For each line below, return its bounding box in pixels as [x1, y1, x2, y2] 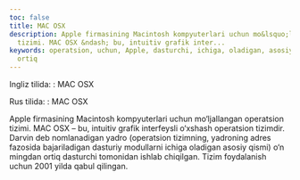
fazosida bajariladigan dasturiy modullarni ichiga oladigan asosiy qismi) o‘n [9, 142, 285, 152]
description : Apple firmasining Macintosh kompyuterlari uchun [9, 29, 250, 38]
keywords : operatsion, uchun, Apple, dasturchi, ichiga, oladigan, [9, 46, 266, 55]
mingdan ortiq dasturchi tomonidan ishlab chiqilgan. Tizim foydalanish [9, 151, 267, 161]
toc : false [9, 12, 50, 22]
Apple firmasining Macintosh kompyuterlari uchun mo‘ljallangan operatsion [9, 113, 284, 124]
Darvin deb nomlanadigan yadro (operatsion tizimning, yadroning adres [9, 133, 271, 143]
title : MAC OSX [9, 21, 66, 30]
